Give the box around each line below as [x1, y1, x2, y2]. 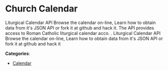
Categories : [5, 50, 31, 56]
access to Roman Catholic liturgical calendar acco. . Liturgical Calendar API [5, 30, 161, 36]
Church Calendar [5, 3, 78, 14]
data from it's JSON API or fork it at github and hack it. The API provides [5, 24, 154, 30]
